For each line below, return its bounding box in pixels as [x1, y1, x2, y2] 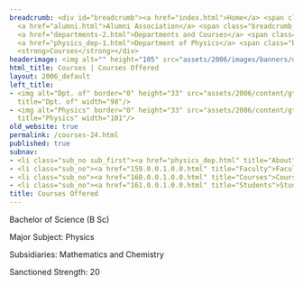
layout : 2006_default [9, 72, 91, 81]
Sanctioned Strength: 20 [9, 267, 101, 277]
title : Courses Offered [9, 189, 99, 198]
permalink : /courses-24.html [9, 131, 119, 140]
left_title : [9, 80, 54, 89]
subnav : [9, 147, 39, 156]
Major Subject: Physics [9, 232, 95, 242]
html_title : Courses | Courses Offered [9, 64, 160, 73]
